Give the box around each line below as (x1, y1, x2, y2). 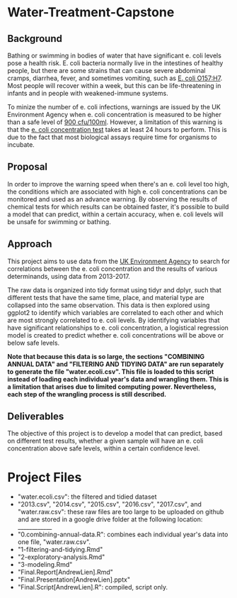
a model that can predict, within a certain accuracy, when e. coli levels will (7, 210, 224, 218)
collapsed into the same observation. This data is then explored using (7, 301, 210, 309)
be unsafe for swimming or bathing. (7, 217, 111, 226)
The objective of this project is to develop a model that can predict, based (7, 429, 223, 438)
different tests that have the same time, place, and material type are (7, 293, 204, 301)
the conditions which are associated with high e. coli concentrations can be (7, 187, 228, 196)
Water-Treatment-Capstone (7, 4, 175, 21)
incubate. (7, 140, 35, 149)
